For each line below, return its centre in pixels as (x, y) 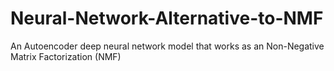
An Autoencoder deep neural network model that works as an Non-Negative (167, 46)
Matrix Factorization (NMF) (66, 56)
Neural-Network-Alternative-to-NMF (167, 18)
